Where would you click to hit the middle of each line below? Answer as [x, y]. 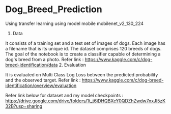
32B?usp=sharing [24, 106]
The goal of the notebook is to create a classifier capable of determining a [83, 54]
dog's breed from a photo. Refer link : [45, 59]
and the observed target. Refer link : [43, 80]
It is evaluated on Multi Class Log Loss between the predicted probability [82, 74]
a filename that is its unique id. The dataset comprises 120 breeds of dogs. [83, 48]
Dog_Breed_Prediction [54, 9]
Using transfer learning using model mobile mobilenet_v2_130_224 [75, 23]
